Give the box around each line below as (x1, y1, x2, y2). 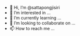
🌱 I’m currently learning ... (9, 15, 62, 20)
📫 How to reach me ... (9, 26, 55, 31)
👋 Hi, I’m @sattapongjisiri (9, 5, 60, 10)
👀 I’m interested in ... (9, 10, 51, 16)
